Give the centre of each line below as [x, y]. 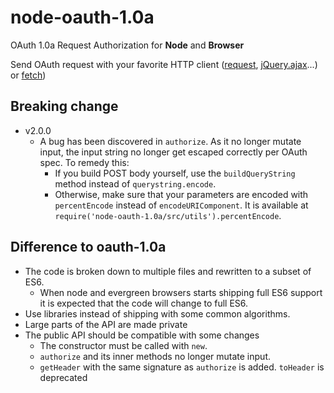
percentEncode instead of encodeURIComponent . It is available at [181, 205]
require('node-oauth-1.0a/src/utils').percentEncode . [168, 215]
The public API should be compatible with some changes [142, 335]
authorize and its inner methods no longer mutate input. [155, 356]
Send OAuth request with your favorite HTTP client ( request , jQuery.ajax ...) [164, 64]
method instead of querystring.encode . [135, 183]
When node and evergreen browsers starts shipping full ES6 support [181, 292]
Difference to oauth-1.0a [88, 247]
